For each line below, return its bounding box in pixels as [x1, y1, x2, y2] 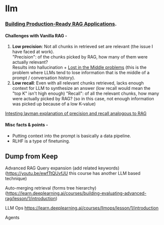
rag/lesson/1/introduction [5, 196, 56, 201]
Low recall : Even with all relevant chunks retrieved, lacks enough [12, 80, 144, 86]
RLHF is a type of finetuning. [12, 138, 70, 144]
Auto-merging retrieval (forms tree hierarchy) [5, 185, 97, 191]
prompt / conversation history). [12, 75, 75, 81]
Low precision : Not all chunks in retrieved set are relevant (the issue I [12, 44, 153, 50]
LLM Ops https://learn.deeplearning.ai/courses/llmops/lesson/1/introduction [5, 205, 159, 211]
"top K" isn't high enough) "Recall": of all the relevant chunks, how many [12, 90, 160, 96]
